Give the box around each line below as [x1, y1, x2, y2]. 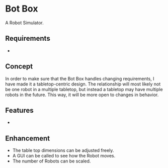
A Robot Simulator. [5, 20, 44, 26]
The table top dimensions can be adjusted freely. [12, 147, 114, 153]
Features [5, 106, 34, 115]
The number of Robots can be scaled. [12, 158, 91, 164]
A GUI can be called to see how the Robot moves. [12, 153, 116, 159]
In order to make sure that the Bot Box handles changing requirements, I [5, 75, 154, 81]
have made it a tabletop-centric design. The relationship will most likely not [5, 81, 161, 87]
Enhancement [5, 134, 50, 142]
